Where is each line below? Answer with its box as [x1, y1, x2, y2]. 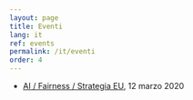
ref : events [9, 38, 55, 48]
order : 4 [9, 55, 43, 65]
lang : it [9, 30, 43, 39]
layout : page [9, 13, 59, 23]
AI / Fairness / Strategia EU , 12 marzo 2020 [22, 81, 185, 91]
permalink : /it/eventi [9, 47, 96, 56]
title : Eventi [9, 22, 64, 31]
